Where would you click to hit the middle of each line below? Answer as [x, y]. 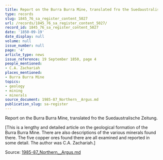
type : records [19, 14]
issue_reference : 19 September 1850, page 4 [51, 59]
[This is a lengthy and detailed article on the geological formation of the [76, 127]
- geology [15, 86]
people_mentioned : [24, 64]
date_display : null [25, 37]
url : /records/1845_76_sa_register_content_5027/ [56, 23]
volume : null [18, 41]
